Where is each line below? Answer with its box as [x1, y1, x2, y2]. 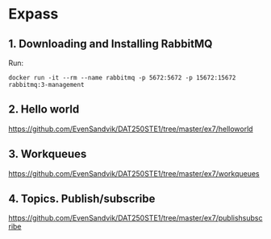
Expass [8, 5, 59, 23]
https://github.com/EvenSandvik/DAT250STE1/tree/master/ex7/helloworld [8, 124, 253, 134]
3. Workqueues [8, 147, 87, 161]
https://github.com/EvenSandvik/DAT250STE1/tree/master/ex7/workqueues [8, 168, 260, 178]
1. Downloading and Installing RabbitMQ [8, 37, 213, 51]
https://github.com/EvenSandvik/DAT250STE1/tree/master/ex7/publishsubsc [8, 213, 263, 223]
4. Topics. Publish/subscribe [8, 192, 156, 206]
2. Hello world [8, 102, 80, 117]
